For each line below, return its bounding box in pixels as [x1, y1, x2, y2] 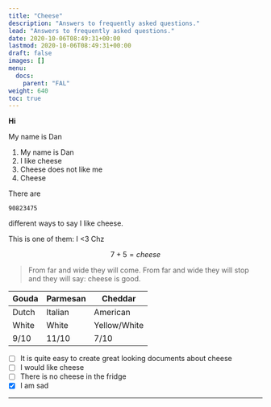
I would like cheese [19, 363, 85, 372]
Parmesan [46, 293, 86, 305]
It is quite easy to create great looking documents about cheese [19, 354, 232, 363]
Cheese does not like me [19, 164, 103, 174]
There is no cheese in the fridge [19, 372, 127, 381]
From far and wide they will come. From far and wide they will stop [27, 265, 249, 275]
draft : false [8, 49, 52, 57]
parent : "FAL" [23, 79, 70, 87]
